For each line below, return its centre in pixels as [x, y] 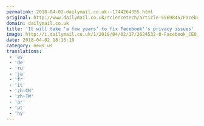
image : [15, 35]
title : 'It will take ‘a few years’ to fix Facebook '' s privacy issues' [100, 29]
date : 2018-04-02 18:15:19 [40, 40]
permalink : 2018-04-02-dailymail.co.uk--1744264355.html [80, 12]
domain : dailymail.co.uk [38, 23]
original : [19, 18]
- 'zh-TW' [21, 96]
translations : [24, 51]
